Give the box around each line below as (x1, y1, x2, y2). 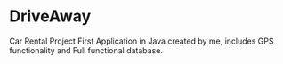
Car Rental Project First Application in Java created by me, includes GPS (9, 36, 274, 46)
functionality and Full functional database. (9, 44, 163, 55)
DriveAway (9, 6, 92, 27)
